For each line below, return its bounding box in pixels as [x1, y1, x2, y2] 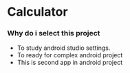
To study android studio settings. [17, 44, 111, 52]
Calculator [7, 4, 68, 20]
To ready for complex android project [17, 51, 123, 59]
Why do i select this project [7, 29, 100, 38]
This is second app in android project [17, 59, 122, 67]
